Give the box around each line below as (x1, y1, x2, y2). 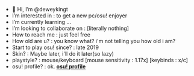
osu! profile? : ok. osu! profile (11, 63, 86, 70)
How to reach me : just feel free (11, 31, 90, 38)
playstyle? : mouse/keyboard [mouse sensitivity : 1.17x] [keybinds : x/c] (11, 57, 189, 63)
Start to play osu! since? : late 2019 (11, 44, 99, 51)
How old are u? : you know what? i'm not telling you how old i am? (11, 38, 176, 44)
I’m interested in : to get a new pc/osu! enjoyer (11, 12, 128, 19)
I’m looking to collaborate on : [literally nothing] (11, 25, 130, 32)
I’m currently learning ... (11, 19, 71, 25)
